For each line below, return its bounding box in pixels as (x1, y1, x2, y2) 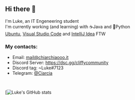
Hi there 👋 (5, 5, 36, 13)
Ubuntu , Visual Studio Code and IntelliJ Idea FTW (5, 31, 106, 37)
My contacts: (5, 43, 38, 50)
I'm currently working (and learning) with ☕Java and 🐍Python (5, 23, 130, 30)
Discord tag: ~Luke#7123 (12, 65, 64, 71)
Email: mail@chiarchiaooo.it (12, 54, 69, 60)
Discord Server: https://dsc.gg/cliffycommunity (12, 60, 109, 66)
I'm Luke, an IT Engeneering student (5, 18, 79, 24)
